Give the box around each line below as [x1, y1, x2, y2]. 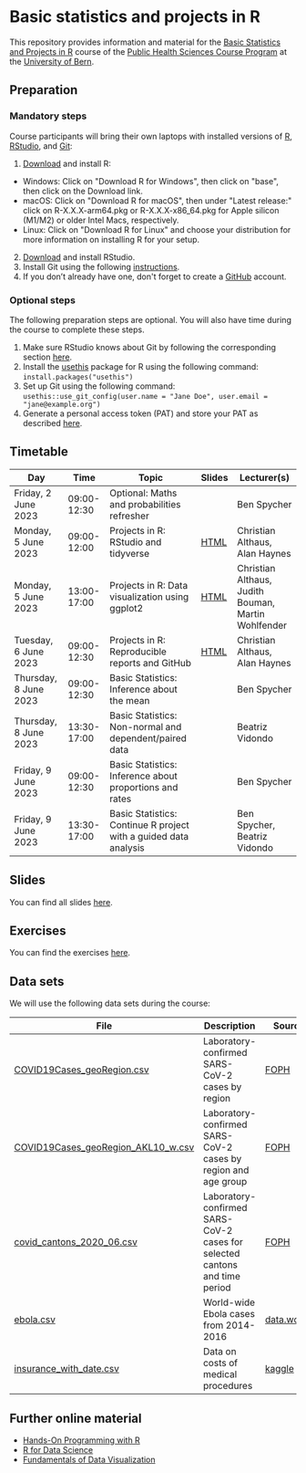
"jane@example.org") [22, 400, 101, 409]
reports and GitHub [108, 656, 192, 669]
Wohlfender [236, 619, 288, 632]
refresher [108, 509, 150, 522]
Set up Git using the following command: [22, 381, 176, 392]
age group [203, 1175, 248, 1188]
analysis [108, 841, 145, 854]
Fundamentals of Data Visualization [22, 1454, 157, 1465]
